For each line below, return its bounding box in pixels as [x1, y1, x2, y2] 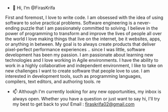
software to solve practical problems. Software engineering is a [5, 20, 136, 26]
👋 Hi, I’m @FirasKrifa [12, 5, 55, 11]
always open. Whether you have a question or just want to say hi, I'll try [12, 96, 160, 101]
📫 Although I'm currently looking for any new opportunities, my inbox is [12, 88, 161, 94]
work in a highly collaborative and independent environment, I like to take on [5, 63, 163, 68]
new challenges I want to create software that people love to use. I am [5, 68, 150, 74]
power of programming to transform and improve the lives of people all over [5, 31, 162, 36]
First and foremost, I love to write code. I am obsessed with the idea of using [5, 15, 163, 20]
